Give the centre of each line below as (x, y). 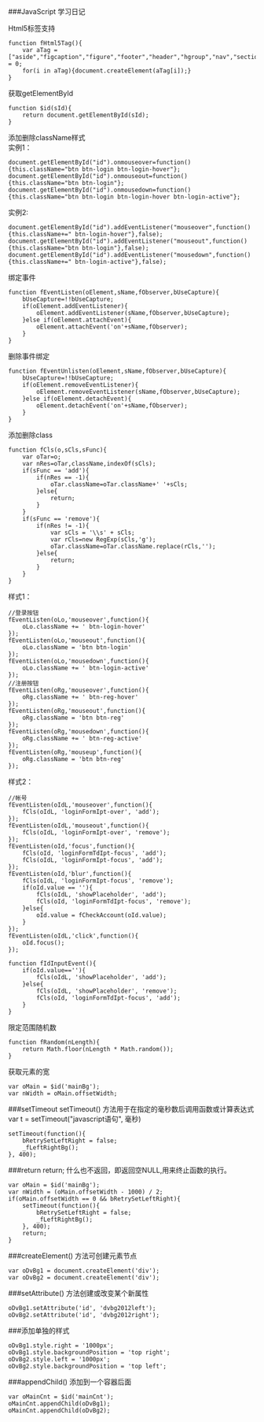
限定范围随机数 (32, 1027)
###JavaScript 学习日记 (47, 11)
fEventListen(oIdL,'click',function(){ (73, 936)
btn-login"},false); (115, 248)
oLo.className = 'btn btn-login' (77, 648)
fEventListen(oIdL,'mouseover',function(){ (81, 805)
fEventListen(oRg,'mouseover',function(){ (79, 690)
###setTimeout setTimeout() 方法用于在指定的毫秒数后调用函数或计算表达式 (131, 1109)
